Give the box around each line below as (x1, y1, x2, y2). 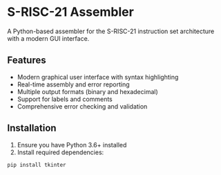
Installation (7, 122, 57, 134)
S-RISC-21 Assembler (7, 4, 135, 20)
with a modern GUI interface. (7, 34, 90, 42)
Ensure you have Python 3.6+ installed (17, 140, 127, 149)
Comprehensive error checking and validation (17, 102, 148, 111)
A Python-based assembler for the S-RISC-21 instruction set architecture (7, 27, 215, 35)
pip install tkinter (7, 161, 67, 168)
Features (7, 55, 46, 66)
